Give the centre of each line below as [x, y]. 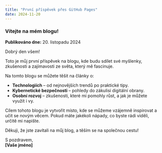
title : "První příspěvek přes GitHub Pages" [51, 10]
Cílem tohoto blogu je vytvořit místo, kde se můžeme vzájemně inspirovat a [81, 110]
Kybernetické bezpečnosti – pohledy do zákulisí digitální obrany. [78, 90]
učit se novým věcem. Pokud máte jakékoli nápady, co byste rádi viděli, [77, 115]
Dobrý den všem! [23, 51]
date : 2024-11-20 [23, 14]
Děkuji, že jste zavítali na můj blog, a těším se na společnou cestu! [72, 130]
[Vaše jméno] [19, 145]
